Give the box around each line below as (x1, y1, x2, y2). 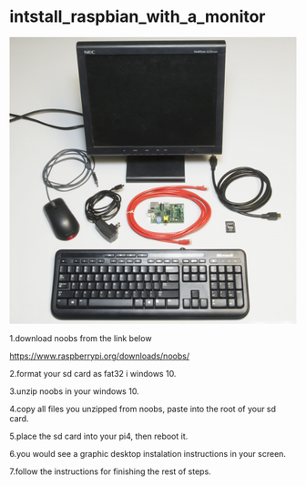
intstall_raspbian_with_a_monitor (9, 6, 266, 27)
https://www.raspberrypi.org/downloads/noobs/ (9, 350, 189, 361)
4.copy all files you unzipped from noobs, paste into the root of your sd (9, 403, 276, 414)
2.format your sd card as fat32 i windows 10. (9, 368, 177, 379)
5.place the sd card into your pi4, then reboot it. (9, 430, 189, 441)
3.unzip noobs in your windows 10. (9, 385, 139, 397)
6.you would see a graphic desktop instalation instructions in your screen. (9, 448, 287, 459)
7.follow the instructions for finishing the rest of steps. (9, 466, 211, 477)
